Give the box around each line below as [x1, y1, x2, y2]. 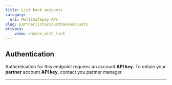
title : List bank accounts [5, 7, 63, 13]
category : [5, 12, 27, 17]
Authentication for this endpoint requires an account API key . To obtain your [5, 63, 166, 69]
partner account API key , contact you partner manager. [5, 69, 123, 75]
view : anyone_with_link [14, 31, 66, 36]
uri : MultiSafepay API [10, 17, 58, 22]
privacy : [5, 26, 24, 32]
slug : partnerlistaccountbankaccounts [5, 21, 88, 27]
